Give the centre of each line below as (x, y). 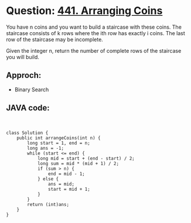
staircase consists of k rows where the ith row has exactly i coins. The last (96, 33)
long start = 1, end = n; (59, 143)
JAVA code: (28, 108)
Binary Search (32, 90)
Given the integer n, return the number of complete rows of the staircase (94, 50)
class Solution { (27, 133)
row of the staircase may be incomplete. (55, 39)
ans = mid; (61, 184)
